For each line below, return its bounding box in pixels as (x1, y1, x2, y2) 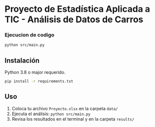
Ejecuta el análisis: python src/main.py (11, 111, 91, 117)
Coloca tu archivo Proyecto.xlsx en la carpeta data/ (11, 105, 118, 111)
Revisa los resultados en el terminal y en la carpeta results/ (11, 116, 134, 122)
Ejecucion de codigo (4, 32, 55, 38)
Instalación (4, 56, 40, 64)
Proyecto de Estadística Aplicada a (4, 3, 151, 15)
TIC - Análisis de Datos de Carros (4, 14, 144, 25)
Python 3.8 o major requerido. (4, 69, 66, 75)
